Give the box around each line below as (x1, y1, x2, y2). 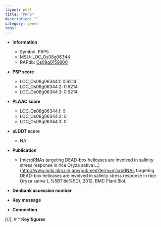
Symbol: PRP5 (19, 49, 49, 55)
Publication (12, 147, 37, 153)
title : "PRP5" (5, 12, 35, 17)
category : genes (5, 21, 39, 26)
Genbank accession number (12, 187, 72, 193)
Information (12, 39, 38, 45)
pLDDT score (12, 128, 40, 134)
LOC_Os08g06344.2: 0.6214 (19, 84, 78, 90)
